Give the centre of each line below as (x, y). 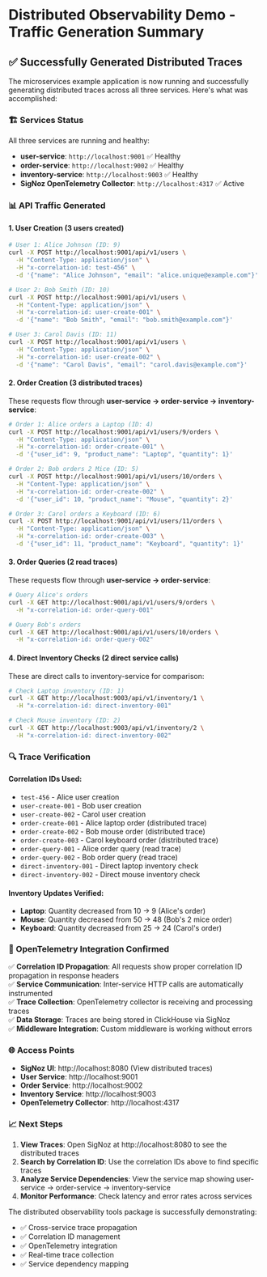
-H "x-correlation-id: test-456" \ (76, 268)
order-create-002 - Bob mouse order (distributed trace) (112, 831)
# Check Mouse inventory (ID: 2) (65, 721)
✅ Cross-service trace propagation (78, 1227)
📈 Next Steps (36, 1124)
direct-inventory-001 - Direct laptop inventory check (109, 865)
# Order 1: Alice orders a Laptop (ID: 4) (81, 424)
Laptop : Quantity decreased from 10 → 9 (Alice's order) (113, 911)
